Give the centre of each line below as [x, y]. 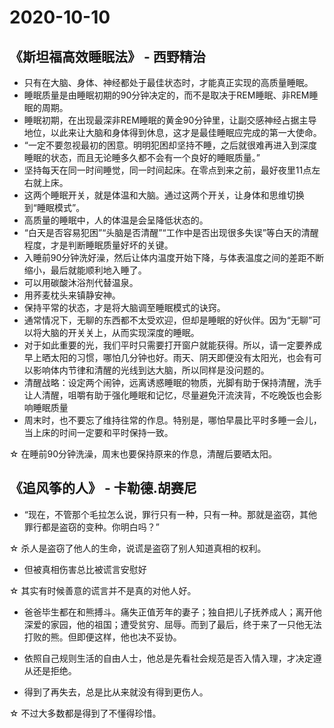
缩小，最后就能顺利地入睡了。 [85, 270]
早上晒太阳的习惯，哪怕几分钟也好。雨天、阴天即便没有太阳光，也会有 [168, 357]
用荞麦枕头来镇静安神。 [72, 295]
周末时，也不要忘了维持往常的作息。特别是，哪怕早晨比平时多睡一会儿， [172, 420]
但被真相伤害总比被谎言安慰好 [85, 569]
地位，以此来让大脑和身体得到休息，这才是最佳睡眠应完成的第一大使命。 [172, 132]
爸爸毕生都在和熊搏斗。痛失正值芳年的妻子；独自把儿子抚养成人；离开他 [172, 612]
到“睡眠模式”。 [54, 207]
